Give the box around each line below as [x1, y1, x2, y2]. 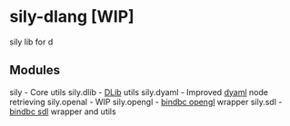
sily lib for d [9, 36, 54, 47]
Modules [9, 63, 61, 78]
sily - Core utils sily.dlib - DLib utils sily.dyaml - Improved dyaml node [9, 86, 268, 97]
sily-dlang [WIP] [9, 6, 135, 27]
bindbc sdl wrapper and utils [9, 106, 116, 117]
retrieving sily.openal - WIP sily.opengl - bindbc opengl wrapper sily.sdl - [9, 96, 283, 107]
